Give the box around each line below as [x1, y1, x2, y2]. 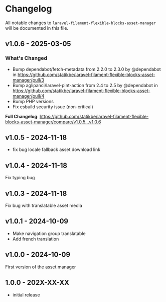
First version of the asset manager [5, 264, 76, 270]
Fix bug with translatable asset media [5, 202, 83, 209]
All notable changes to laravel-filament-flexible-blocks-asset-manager [5, 20, 156, 26]
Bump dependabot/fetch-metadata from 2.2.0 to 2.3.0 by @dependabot [12, 66, 161, 72]
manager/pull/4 [12, 93, 45, 99]
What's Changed [5, 55, 48, 62]
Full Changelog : [5, 113, 39, 119]
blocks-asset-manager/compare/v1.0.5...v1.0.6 [5, 119, 101, 125]
